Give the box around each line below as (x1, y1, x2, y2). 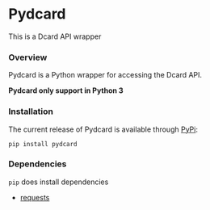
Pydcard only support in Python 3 (8, 86, 124, 95)
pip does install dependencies (8, 177, 109, 187)
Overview (8, 52, 48, 63)
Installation (8, 106, 54, 117)
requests (19, 192, 50, 202)
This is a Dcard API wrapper (8, 31, 102, 41)
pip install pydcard (8, 140, 78, 148)
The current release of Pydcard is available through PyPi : (8, 124, 198, 134)
